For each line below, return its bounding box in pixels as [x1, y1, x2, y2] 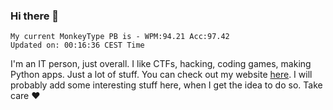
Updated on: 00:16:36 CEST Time [10, 40, 145, 51]
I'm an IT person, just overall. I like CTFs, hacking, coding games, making [10, 58, 312, 70]
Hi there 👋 [10, 9, 60, 23]
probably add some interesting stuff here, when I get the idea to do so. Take [10, 79, 323, 91]
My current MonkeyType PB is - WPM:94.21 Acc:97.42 [10, 32, 230, 42]
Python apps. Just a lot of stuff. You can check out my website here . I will [10, 69, 313, 81]
